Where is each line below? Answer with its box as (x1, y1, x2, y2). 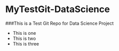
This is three (12, 40, 39, 46)
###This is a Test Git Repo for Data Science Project (5, 20, 114, 26)
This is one (12, 30, 36, 36)
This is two (12, 35, 36, 41)
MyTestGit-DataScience (5, 4, 110, 15)
